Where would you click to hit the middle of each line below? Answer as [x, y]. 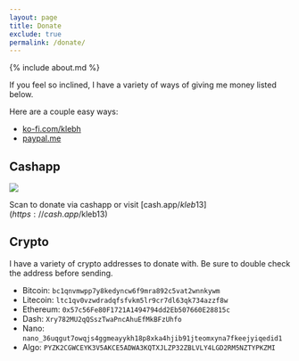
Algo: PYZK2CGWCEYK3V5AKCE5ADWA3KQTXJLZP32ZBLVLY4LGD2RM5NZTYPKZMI [149, 347]
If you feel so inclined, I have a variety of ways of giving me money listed [143, 85]
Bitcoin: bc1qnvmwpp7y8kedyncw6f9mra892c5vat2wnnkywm [121, 290]
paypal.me [42, 138]
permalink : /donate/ [48, 42]
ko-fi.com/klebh [52, 129]
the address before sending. [61, 273]
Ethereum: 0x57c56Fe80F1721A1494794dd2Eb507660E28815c [126, 309]
